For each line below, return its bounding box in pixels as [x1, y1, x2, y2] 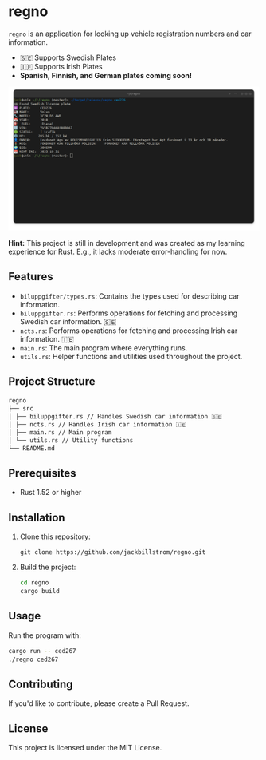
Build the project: [19, 562, 76, 572]
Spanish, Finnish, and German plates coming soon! [19, 70, 193, 80]
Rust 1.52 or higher [19, 488, 82, 497]
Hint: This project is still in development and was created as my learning [8, 238, 245, 247]
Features [8, 270, 53, 283]
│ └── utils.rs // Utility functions [8, 437, 134, 445]
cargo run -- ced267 [8, 647, 77, 655]
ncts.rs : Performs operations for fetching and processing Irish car [19, 326, 238, 335]
